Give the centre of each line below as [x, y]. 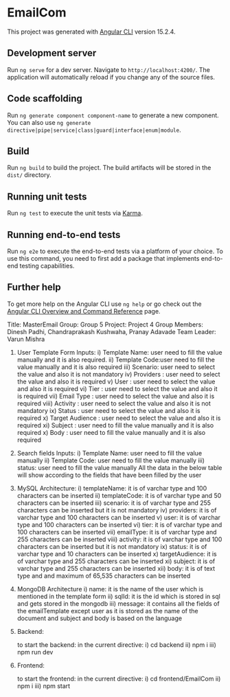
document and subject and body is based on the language [100, 618]
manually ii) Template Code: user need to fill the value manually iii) [111, 460]
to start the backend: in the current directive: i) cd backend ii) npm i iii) [116, 645]
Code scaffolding [45, 98]
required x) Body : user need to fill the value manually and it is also [111, 432]
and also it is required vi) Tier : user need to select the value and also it [117, 388]
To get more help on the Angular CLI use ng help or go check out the [104, 304]
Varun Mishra [26, 339]
